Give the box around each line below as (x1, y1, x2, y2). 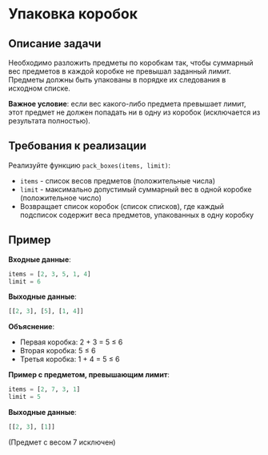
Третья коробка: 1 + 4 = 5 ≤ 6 (19, 354, 120, 364)
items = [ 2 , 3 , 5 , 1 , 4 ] (8, 270, 91, 278)
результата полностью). (8, 116, 90, 125)
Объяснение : (8, 322, 54, 332)
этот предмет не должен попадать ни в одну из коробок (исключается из (8, 107, 261, 117)
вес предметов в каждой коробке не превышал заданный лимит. (8, 66, 232, 76)
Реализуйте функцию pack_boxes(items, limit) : (8, 160, 170, 170)
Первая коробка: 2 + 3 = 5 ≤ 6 (19, 337, 123, 347)
